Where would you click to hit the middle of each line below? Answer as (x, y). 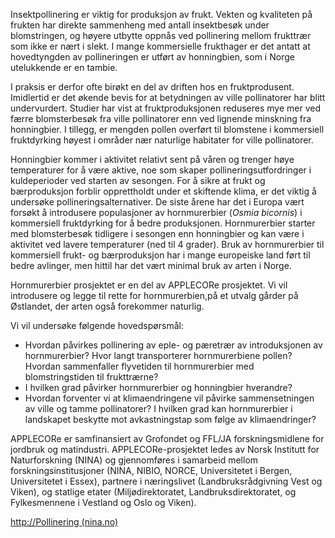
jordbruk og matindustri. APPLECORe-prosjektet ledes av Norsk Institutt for (165, 449)
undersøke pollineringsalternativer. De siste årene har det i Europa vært (157, 202)
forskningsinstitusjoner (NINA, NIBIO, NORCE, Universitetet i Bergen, (151, 470)
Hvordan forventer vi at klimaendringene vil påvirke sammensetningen (169, 398)
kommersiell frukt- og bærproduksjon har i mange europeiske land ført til (160, 255)
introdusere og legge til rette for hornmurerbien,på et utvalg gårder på (154, 295)
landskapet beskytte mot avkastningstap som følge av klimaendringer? (170, 419)
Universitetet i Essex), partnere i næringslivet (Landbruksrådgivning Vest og (166, 481)
